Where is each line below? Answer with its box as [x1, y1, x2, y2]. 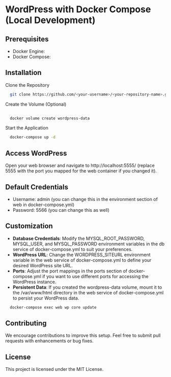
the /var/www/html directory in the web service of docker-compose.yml [12, 289, 164, 295]
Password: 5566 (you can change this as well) [12, 207, 110, 213]
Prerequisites [5, 35, 49, 43]
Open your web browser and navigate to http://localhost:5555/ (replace [5, 162, 155, 169]
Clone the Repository [5, 82, 50, 88]
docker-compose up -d [10, 135, 56, 140]
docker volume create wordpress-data [10, 116, 90, 121]
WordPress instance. [12, 279, 56, 285]
